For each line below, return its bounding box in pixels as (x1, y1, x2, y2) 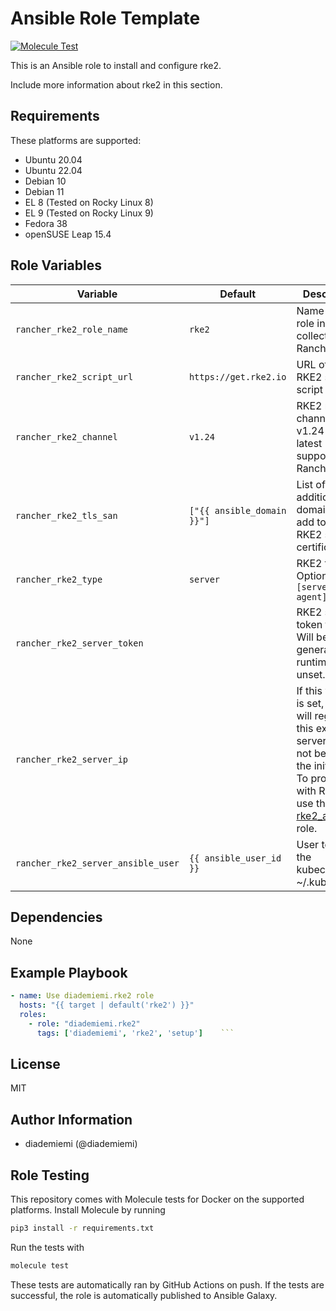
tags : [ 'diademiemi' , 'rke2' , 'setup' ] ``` (36, 1028, 235, 1038)
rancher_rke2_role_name (15, 323, 129, 335)
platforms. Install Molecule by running (10, 1204, 166, 1216)
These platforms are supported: (10, 134, 142, 146)
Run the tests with (10, 1241, 85, 1253)
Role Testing (10, 1167, 90, 1184)
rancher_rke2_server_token (15, 637, 144, 649)
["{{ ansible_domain (188, 505, 287, 516)
